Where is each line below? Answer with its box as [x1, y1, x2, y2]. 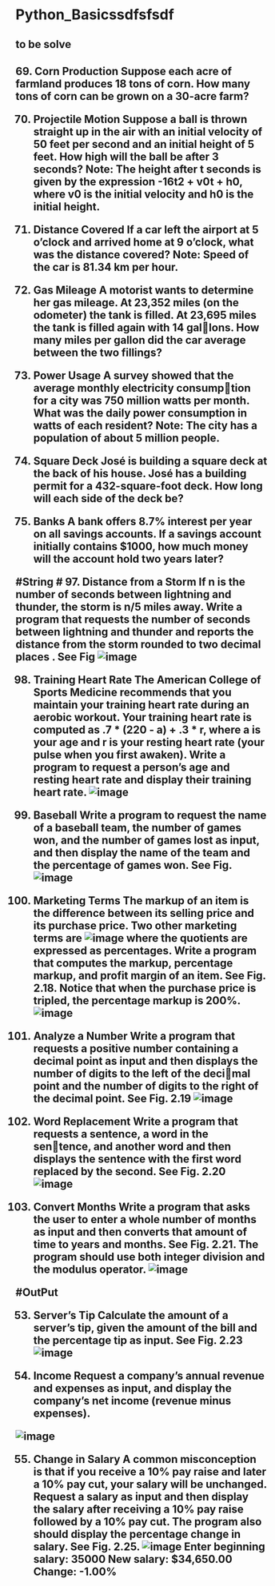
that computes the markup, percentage [33, 956, 233, 970]
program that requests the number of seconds [15, 612, 251, 626]
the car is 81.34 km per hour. [33, 260, 179, 273]
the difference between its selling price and [33, 906, 255, 920]
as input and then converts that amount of [33, 1225, 248, 1238]
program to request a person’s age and [33, 760, 230, 774]
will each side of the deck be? [33, 492, 185, 505]
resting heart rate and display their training [33, 773, 252, 787]
